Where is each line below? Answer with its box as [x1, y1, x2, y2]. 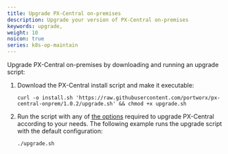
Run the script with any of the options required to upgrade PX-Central [16, 112, 214, 120]
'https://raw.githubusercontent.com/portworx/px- [75, 94, 221, 101]
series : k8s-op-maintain [7, 42, 78, 49]
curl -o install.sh [16, 94, 73, 101]
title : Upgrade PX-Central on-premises [7, 10, 122, 17]
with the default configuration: [16, 127, 103, 135]
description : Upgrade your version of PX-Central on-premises [7, 16, 189, 23]
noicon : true [7, 36, 45, 42]
